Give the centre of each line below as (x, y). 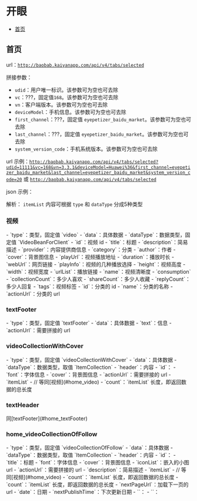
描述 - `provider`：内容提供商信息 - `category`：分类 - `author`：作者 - (91, 250)
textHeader (23, 405)
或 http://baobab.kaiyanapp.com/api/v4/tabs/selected (90, 179)
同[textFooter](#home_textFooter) (47, 418)
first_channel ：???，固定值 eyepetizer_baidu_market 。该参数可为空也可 (103, 119)
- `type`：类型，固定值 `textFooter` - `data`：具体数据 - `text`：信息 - (89, 323)
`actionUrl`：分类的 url (33, 294)
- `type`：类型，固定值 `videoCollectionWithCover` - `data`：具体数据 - (91, 359)
